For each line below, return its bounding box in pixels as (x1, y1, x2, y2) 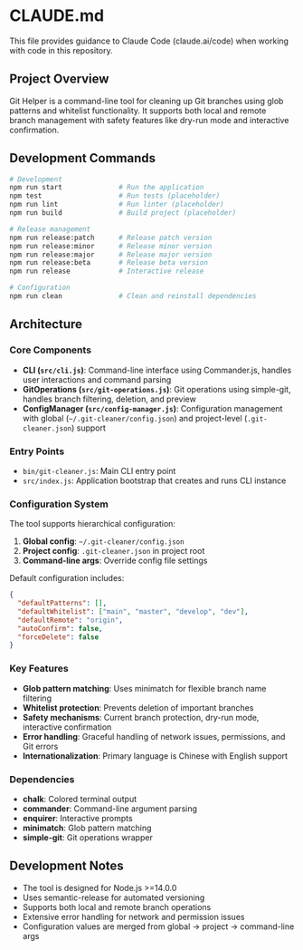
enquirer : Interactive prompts (22, 812, 133, 823)
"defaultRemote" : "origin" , (17, 616, 124, 625)
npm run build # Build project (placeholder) (9, 208, 237, 218)
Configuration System (9, 498, 109, 510)
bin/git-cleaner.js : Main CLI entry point (22, 465, 176, 476)
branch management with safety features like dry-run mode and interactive (9, 114, 289, 125)
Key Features (9, 663, 70, 675)
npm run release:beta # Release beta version (9, 258, 208, 267)
